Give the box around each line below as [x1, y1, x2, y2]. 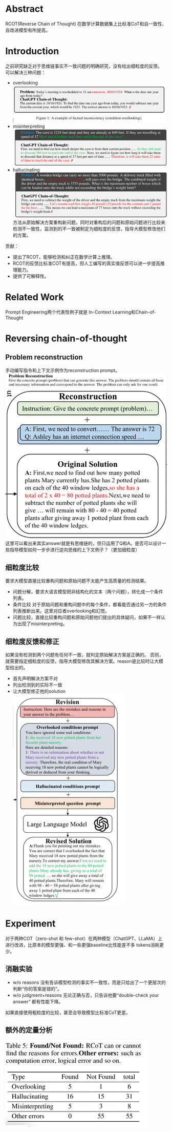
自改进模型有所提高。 [5, 27, 50, 33]
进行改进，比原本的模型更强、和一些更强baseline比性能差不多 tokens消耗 [5, 941, 160, 948]
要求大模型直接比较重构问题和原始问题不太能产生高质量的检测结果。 [5, 578, 149, 584]
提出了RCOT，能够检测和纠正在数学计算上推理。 [12, 254, 115, 260]
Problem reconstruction [5, 353, 83, 362]
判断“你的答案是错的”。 [12, 985, 62, 992]
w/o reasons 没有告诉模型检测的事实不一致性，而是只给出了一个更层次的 [12, 979, 166, 985]
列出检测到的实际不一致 [12, 682, 62, 688]
